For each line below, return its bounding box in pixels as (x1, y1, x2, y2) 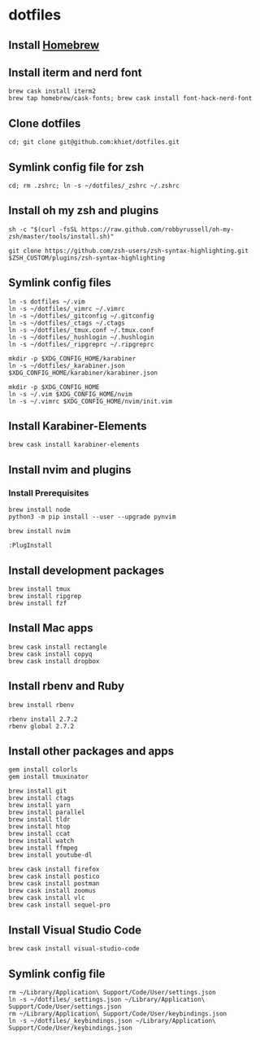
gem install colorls (8, 766, 79, 774)
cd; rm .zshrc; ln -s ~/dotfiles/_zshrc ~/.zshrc (8, 181, 180, 190)
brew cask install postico (8, 872, 100, 881)
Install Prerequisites (8, 487, 89, 498)
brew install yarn (8, 802, 71, 810)
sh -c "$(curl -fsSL (8, 225, 79, 234)
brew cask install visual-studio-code (8, 945, 140, 953)
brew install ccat (8, 830, 71, 838)
